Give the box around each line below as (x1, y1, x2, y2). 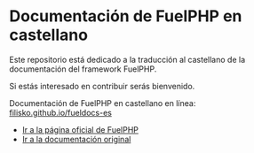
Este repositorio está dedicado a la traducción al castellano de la (9, 54, 246, 65)
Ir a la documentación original (21, 134, 131, 144)
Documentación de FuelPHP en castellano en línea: (9, 97, 196, 108)
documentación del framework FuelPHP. (9, 64, 157, 74)
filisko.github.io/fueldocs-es (9, 107, 113, 118)
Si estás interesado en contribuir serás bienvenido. (9, 80, 195, 91)
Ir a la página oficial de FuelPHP (21, 124, 139, 134)
